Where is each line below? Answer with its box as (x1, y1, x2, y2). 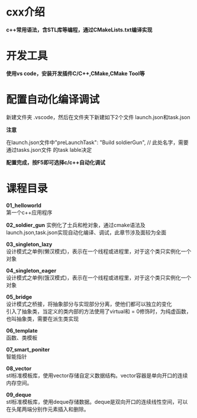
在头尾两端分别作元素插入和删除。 (6, 406, 89, 413)
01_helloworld (6, 202, 41, 209)
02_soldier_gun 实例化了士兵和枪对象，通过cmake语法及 (6, 221, 146, 228)
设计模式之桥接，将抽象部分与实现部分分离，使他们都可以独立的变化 (6, 300, 172, 307)
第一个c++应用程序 (6, 209, 53, 216)
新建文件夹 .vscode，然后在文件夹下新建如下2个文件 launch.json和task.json (6, 113, 190, 120)
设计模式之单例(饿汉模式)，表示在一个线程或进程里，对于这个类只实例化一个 (6, 274, 192, 281)
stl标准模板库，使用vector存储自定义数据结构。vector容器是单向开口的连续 (6, 372, 188, 379)
